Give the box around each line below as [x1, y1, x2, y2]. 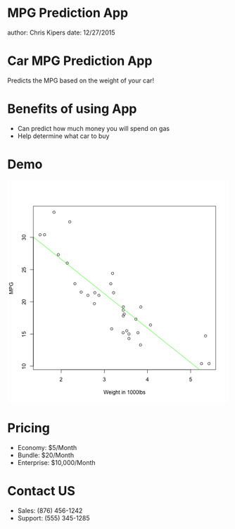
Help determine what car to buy [17, 132, 110, 140]
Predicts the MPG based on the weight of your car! [7, 76, 155, 85]
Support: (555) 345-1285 [17, 514, 90, 522]
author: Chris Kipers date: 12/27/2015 [7, 28, 115, 37]
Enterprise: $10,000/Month [17, 458, 96, 466]
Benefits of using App [7, 101, 137, 117]
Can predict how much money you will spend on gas [17, 124, 170, 132]
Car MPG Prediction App [7, 53, 153, 69]
